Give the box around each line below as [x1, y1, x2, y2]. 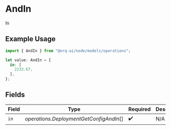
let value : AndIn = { [5, 57, 51, 63]
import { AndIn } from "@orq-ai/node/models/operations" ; [5, 48, 131, 54]
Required [128, 106, 151, 113]
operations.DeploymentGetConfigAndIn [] [24, 115, 124, 122]
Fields [5, 90, 25, 99]
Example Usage [5, 35, 56, 43]
